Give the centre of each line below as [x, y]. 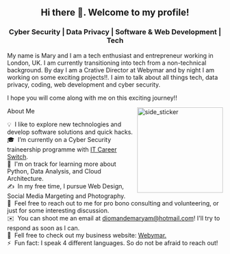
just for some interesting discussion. [58, 210]
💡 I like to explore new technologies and [64, 124]
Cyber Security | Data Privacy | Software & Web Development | [115, 32]
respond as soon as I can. [43, 228]
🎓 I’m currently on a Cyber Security [59, 139]
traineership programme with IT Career [62, 149]
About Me [21, 111]
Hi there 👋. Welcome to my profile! [115, 13]
